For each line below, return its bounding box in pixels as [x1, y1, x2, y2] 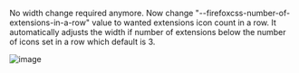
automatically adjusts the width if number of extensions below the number [9, 27, 286, 37]
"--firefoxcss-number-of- [195, 8, 291, 18]
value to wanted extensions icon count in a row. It [92, 17, 276, 28]
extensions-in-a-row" [9, 17, 91, 28]
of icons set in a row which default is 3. [9, 36, 156, 47]
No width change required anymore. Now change [9, 8, 194, 18]
